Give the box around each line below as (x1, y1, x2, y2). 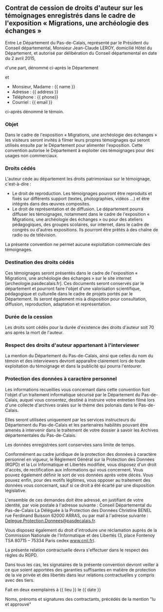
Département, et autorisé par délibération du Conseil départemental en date (5, 50, 157, 56)
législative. (5, 488, 27, 493)
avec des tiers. (5, 577, 35, 583)
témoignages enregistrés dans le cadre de (5, 12, 136, 20)
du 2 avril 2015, (5, 55, 36, 61)
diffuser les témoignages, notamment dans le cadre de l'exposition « (12, 211, 150, 217)
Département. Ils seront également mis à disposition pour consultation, (5, 296, 147, 302)
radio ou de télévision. (12, 232, 57, 238)
